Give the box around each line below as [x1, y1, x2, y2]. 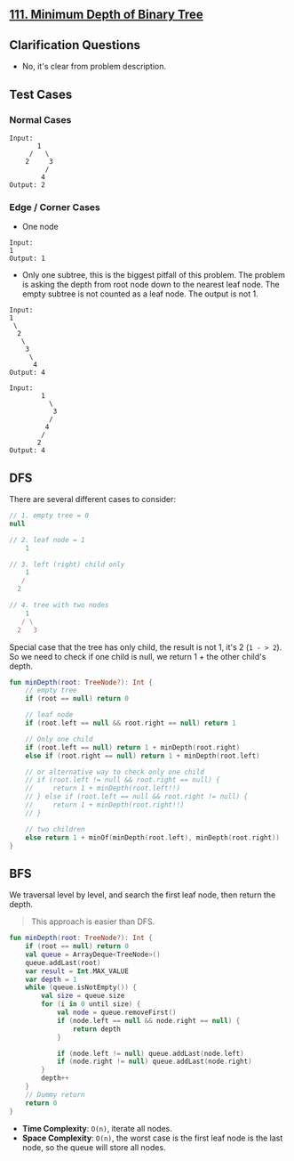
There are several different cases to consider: [9, 494, 176, 504]
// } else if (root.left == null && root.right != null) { [25, 792, 249, 801]
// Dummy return [25, 1090, 86, 1099]
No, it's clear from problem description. [21, 61, 167, 72]
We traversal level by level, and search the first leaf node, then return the [9, 889, 276, 900]
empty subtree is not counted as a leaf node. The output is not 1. [21, 288, 259, 299]
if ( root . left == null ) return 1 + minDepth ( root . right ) [25, 743, 241, 751]
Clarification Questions [9, 37, 140, 53]
